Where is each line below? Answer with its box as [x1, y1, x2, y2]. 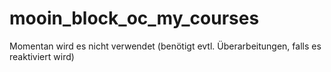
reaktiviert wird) [9, 50, 75, 62]
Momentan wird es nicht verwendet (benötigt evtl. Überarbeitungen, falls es [9, 40, 322, 52]
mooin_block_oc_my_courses [9, 7, 260, 30]
